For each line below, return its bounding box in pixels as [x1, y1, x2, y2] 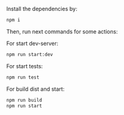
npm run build [6, 97, 43, 103]
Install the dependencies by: [6, 5, 78, 12]
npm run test [6, 74, 40, 80]
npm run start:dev [6, 51, 53, 57]
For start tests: [6, 62, 43, 69]
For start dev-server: [6, 40, 59, 47]
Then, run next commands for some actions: [6, 27, 118, 35]
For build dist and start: [6, 85, 65, 92]
